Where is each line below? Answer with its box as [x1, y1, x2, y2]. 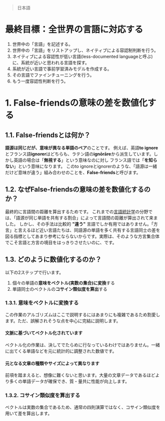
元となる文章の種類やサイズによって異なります [5, 360, 100, 366]
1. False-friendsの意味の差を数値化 [5, 97, 148, 109]
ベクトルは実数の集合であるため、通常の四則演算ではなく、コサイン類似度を [5, 404, 161, 410]
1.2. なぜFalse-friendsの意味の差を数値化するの [5, 185, 151, 194]
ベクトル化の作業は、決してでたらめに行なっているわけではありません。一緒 [5, 342, 160, 348]
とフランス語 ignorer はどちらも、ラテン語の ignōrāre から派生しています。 [5, 151, 154, 157]
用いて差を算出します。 [5, 410, 53, 416]
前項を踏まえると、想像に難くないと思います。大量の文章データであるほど [5, 372, 156, 378]
